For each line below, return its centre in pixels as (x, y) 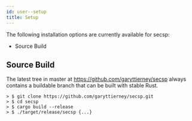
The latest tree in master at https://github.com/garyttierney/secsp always (96, 79)
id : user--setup (26, 12)
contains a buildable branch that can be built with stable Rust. (82, 86)
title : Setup (22, 17)
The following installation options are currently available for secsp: (88, 34)
